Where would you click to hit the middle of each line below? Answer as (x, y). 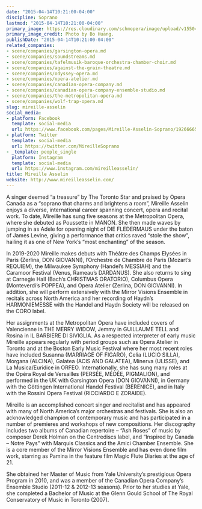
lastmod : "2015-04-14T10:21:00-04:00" (55, 23)
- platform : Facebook (33, 118)
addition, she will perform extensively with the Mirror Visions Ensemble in (97, 292)
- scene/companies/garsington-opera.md (56, 51)
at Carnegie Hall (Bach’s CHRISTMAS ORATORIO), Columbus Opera (90, 279)
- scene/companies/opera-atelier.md (52, 79)
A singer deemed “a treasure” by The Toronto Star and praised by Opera (96, 197)
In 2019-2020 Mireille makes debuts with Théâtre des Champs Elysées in (97, 253)
